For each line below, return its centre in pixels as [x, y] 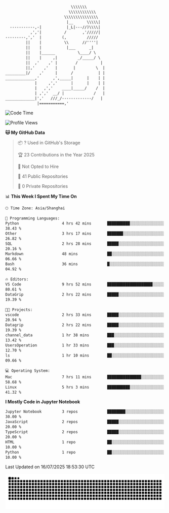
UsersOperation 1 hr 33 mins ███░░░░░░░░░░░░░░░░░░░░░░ [85, 345]
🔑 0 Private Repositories [43, 186]
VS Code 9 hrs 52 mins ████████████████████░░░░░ [85, 284]
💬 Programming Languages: [32, 218]
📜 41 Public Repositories [43, 176]
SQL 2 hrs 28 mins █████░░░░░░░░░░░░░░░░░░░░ [85, 244]
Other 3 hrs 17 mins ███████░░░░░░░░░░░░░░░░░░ [85, 234]
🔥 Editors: [17, 279]
